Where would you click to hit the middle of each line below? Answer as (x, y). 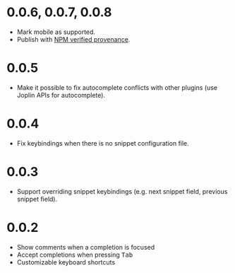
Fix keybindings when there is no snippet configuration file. (103, 143)
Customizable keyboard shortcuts (66, 262)
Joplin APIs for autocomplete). (61, 95)
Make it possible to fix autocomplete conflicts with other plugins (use (117, 87)
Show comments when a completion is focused (86, 247)
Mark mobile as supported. (56, 32)
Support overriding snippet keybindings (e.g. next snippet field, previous (122, 191)
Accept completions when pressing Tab (75, 255)
